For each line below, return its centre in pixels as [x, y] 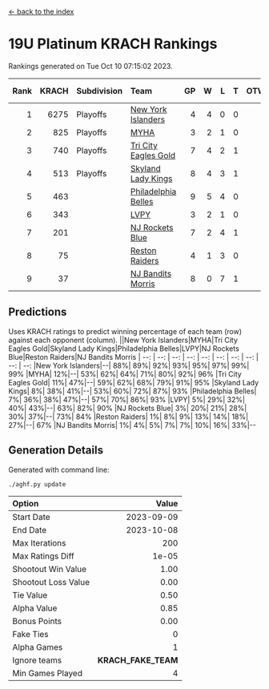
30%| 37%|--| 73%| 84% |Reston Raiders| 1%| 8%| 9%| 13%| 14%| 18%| [128, 417]
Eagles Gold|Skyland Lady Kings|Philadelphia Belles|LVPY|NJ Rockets [124, 349]
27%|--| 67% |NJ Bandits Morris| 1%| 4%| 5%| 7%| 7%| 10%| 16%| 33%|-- [132, 425]
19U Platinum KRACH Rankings [113, 44]
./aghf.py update [37, 484]
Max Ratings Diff [43, 556]
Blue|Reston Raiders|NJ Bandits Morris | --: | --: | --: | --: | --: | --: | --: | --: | [133, 357]
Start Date [31, 517]
